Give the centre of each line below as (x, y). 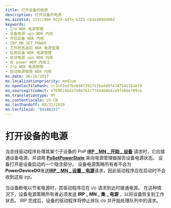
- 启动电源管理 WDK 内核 (28, 72)
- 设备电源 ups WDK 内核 (29, 34)
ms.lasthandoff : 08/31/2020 (35, 105)
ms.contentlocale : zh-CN (32, 100)
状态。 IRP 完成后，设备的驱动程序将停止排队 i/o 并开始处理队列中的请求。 (83, 200)
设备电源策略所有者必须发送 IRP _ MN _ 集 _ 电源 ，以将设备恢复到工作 (91, 194)
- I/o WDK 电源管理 (24, 29)
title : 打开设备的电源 (27, 10)
